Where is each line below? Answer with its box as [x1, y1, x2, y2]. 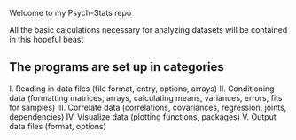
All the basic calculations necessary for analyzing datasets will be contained [9, 25, 288, 35]
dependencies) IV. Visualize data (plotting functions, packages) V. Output [9, 111, 277, 122]
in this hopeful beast [9, 35, 84, 44]
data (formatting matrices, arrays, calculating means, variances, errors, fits [9, 92, 283, 103]
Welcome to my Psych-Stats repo [9, 8, 132, 18]
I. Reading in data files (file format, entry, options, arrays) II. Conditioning [9, 83, 275, 94]
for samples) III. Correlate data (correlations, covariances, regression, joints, [9, 102, 287, 113]
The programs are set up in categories [9, 59, 224, 74]
